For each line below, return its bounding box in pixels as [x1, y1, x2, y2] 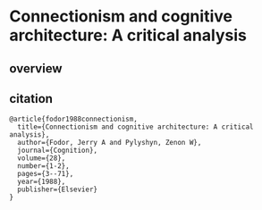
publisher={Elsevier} [17, 185, 98, 194]
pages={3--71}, [17, 170, 74, 179]
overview [9, 61, 63, 76]
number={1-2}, [17, 162, 70, 171]
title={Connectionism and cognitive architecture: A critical [17, 122, 254, 131]
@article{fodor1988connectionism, [9, 114, 139, 124]
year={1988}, [17, 177, 66, 187]
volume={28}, [17, 154, 66, 163]
